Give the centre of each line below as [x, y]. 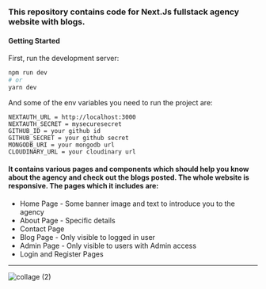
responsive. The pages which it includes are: [84, 186]
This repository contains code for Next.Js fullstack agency [124, 12]
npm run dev [28, 73]
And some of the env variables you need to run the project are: [110, 102]
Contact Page [42, 229]
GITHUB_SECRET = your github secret [68, 138]
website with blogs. [47, 21]
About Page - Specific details [68, 220]
